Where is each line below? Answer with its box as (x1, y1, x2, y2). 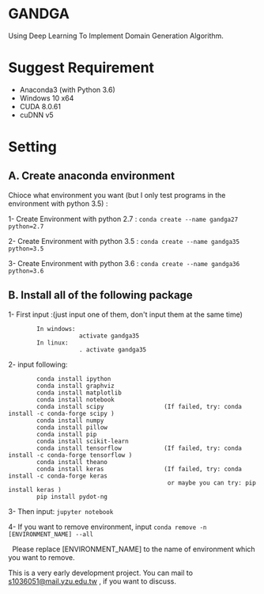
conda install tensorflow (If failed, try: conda (36, 444, 243, 452)
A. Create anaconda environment (8, 169, 175, 183)
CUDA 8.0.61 (19, 101, 62, 111)
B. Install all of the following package (8, 288, 194, 302)
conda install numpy (36, 417, 104, 425)
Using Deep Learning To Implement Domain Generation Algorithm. (8, 31, 224, 40)
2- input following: (8, 360, 68, 369)
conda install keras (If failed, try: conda (36, 465, 243, 473)
